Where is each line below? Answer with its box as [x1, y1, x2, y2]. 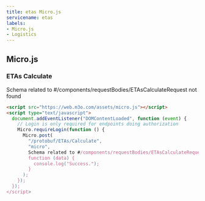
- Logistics [6, 32, 37, 38]
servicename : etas [6, 15, 53, 21]
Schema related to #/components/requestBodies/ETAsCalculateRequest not [6, 86, 197, 93]
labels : [6, 20, 26, 26]
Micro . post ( [22, 132, 53, 138]
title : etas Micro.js [6, 9, 62, 15]
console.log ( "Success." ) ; [33, 160, 99, 167]
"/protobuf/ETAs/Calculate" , [28, 138, 103, 145]
